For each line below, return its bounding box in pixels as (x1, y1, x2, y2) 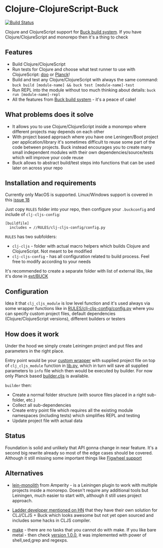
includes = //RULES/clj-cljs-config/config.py (9, 225, 106, 230)
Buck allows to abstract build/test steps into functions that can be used (12, 160, 155, 165)
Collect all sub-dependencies (12, 402, 72, 408)
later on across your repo (12, 164, 63, 171)
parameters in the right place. (5, 348, 65, 354)
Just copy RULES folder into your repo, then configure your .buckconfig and (5, 206, 155, 212)
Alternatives (5, 469, 44, 477)
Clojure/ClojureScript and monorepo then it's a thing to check (5, 34, 128, 40)
